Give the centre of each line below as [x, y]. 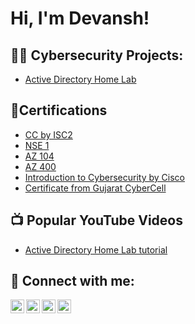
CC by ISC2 [48, 134]
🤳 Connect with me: [72, 281]
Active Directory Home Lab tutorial [96, 249]
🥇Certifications [59, 110]
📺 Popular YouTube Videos [96, 220]
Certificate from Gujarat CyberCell [95, 188]
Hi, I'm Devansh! [80, 18]
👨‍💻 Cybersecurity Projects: [97, 55]
